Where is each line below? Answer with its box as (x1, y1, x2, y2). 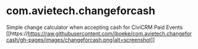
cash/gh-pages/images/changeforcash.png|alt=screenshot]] (6, 36, 155, 43)
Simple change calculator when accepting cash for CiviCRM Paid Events (6, 24, 183, 31)
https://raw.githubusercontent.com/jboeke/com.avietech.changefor (27, 30, 192, 37)
